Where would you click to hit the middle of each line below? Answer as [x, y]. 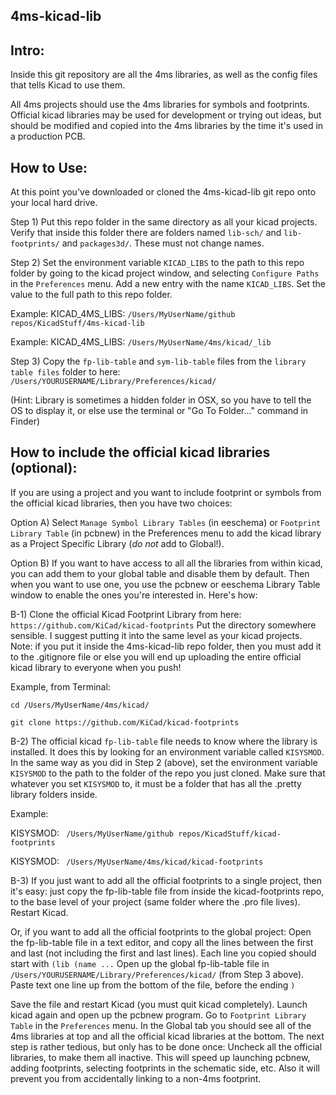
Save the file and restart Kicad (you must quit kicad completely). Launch [159, 1004]
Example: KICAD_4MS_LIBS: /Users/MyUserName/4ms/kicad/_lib [141, 342]
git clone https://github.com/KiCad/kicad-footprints [125, 722]
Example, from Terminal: [60, 686]
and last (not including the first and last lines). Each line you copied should [163, 953]
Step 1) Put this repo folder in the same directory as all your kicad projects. [164, 222]
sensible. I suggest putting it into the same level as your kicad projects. [156, 635]
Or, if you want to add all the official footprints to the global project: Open [161, 931]
